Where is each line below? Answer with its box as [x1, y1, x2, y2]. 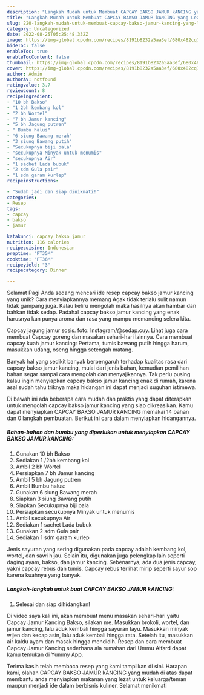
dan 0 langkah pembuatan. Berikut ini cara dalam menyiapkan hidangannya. [7, 414, 196, 422]
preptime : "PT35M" [7, 250, 53, 256]
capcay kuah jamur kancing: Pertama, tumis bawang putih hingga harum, [7, 340, 189, 347]
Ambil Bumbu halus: [15, 482, 66, 490]
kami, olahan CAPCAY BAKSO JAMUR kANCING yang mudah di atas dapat [7, 669, 193, 676]
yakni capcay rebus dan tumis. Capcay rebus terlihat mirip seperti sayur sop [7, 565, 197, 573]
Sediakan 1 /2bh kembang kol [15, 457, 90, 464]
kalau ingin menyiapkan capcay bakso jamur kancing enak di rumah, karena [7, 377, 196, 385]
